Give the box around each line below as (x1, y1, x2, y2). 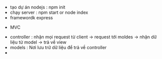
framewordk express (10, 15, 53, 20)
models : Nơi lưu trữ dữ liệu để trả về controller (10, 45, 107, 50)
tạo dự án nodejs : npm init (10, 4, 65, 10)
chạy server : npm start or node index (10, 9, 89, 15)
